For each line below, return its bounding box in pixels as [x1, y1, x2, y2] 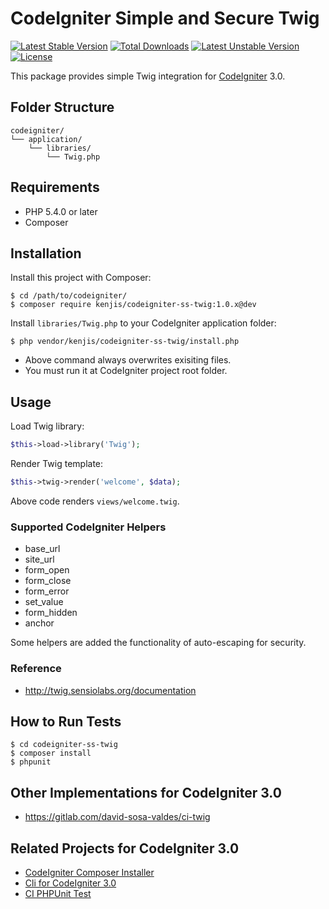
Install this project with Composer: [10, 272, 152, 284]
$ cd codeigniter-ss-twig [10, 740, 118, 750]
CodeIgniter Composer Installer [24, 866, 155, 878]
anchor [24, 617, 55, 629]
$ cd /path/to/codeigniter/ [10, 291, 128, 301]
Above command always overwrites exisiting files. [24, 354, 232, 366]
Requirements [10, 179, 100, 196]
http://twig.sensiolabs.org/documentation [24, 684, 197, 696]
